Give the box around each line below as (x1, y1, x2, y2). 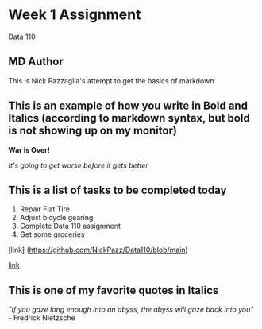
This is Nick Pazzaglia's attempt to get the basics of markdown (8, 75, 214, 85)
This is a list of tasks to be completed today (8, 183, 227, 196)
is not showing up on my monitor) (8, 124, 177, 137)
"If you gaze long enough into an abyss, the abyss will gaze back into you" (8, 304, 254, 315)
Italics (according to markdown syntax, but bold (8, 111, 250, 125)
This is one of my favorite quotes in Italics (8, 284, 219, 297)
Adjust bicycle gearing (19, 213, 94, 223)
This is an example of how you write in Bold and (8, 99, 249, 113)
